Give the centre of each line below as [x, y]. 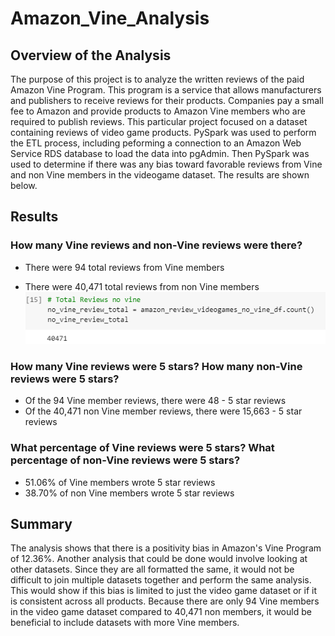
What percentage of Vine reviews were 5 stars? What [142, 448]
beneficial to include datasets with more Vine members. [125, 623]
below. [24, 185]
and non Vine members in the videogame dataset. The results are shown [160, 175]
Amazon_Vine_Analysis [110, 18]
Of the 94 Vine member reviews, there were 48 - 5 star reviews [155, 401]
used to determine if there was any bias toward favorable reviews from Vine [166, 164]
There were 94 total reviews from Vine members [124, 267]
